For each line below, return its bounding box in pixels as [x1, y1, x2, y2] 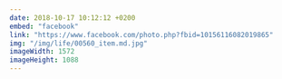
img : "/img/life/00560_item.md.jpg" [9, 38, 148, 48]
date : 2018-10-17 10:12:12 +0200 [9, 13, 136, 23]
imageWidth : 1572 [9, 47, 75, 56]
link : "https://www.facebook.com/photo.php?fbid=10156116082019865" [9, 30, 274, 39]
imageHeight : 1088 [9, 55, 79, 64]
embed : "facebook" [9, 22, 79, 31]
